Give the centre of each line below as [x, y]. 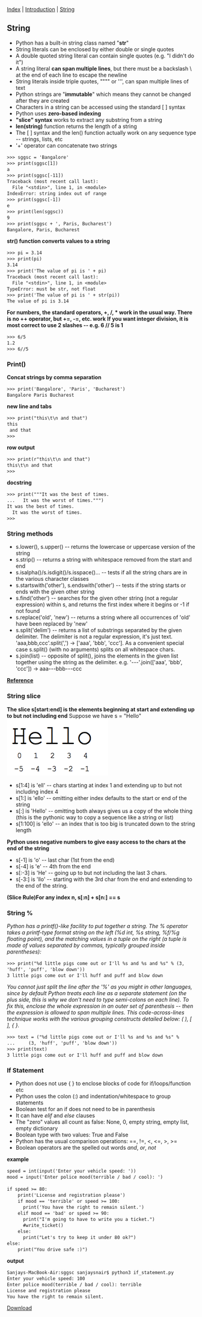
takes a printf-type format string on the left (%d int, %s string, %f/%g [93, 932]
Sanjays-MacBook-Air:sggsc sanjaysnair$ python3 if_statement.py [90, 1273]
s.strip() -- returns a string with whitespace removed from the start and [103, 560]
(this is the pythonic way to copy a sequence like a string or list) [94, 817]
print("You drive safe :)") [53, 1250]
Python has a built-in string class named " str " [72, 43]
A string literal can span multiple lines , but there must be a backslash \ [103, 68]
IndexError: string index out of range [57, 193]
